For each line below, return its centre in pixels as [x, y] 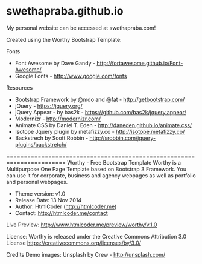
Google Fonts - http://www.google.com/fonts [71, 76]
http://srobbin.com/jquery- [122, 138]
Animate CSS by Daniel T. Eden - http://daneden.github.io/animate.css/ [103, 125]
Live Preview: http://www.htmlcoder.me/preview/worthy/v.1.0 [82, 225]
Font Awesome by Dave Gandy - [55, 63]
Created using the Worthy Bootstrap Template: [64, 39]
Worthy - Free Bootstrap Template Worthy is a [124, 162]
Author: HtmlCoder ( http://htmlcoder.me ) [66, 206]
